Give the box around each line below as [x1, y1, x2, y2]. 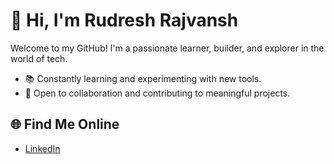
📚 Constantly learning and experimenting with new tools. [24, 72, 262, 84]
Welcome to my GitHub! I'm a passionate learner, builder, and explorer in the [10, 42, 325, 54]
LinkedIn [24, 142, 61, 154]
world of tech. [10, 52, 68, 64]
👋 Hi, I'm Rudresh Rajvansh [10, 9, 239, 32]
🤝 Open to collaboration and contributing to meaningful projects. [24, 87, 291, 99]
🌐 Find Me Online [10, 116, 120, 133]
